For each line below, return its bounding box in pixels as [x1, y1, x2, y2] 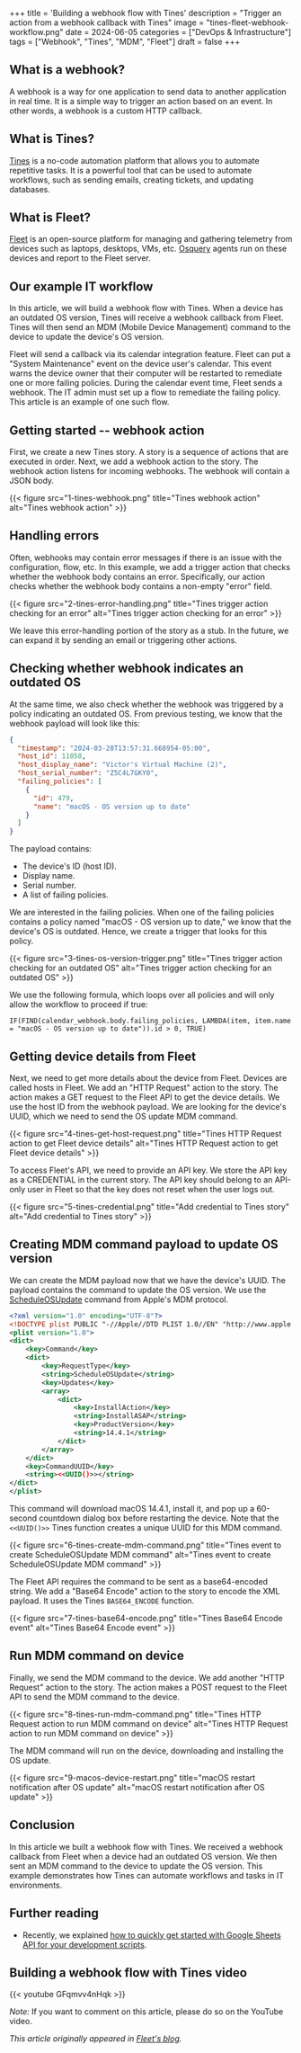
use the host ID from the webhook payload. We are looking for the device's [9, 1102, 287, 1111]
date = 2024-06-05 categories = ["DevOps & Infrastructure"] [65, 27, 292, 37]
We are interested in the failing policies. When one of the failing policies [9, 907, 275, 918]
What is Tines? [9, 131, 94, 147]
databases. [9, 183, 51, 194]
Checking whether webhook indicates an [9, 661, 244, 676]
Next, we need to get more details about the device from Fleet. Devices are [9, 1073, 288, 1083]
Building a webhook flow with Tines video [9, 1965, 247, 1980]
